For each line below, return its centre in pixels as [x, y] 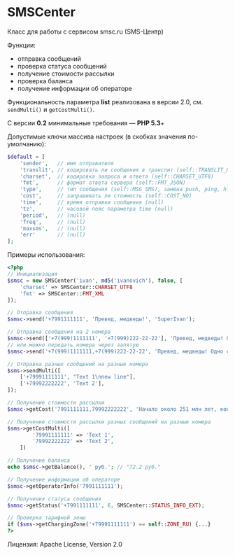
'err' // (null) [53, 235]
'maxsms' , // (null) [53, 228]
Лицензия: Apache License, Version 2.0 [65, 545]
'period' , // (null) [53, 215]
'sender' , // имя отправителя [67, 163]
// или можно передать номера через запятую [73, 345]
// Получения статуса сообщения [54, 499]
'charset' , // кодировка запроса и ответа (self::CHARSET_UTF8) [117, 176]
